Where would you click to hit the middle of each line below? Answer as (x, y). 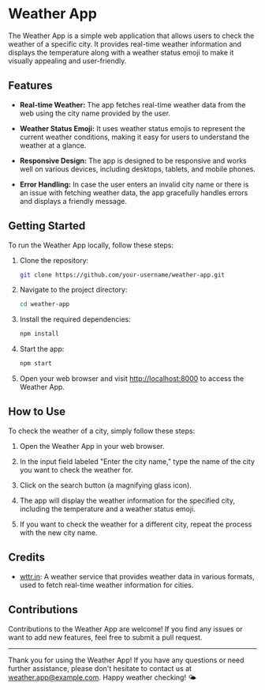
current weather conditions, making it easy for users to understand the (134, 137)
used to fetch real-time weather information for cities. (106, 585)
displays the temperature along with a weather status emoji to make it (121, 52)
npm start (36, 364)
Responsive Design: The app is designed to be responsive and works (133, 160)
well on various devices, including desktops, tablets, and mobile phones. (138, 169)
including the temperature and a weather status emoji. (107, 509)
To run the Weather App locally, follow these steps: (91, 245)
